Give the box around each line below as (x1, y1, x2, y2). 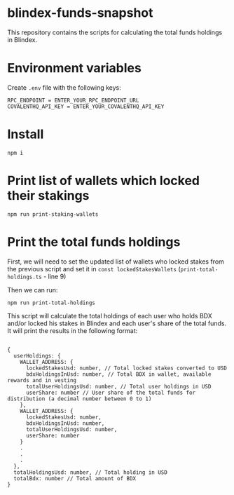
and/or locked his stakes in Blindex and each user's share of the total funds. (7, 319, 226, 327)
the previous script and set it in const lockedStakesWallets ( (7, 264, 181, 273)
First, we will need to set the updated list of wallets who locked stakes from (7, 257, 224, 266)
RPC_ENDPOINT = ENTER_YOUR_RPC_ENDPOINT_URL (7, 97, 139, 104)
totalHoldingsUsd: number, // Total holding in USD (13, 468, 168, 476)
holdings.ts (7, 273, 42, 280)
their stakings (7, 188, 90, 203)
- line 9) (43, 272, 67, 280)
